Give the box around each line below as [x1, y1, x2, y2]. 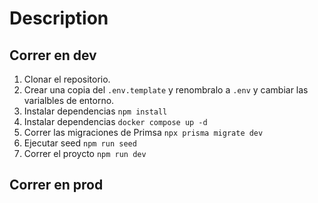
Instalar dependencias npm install [23, 105, 168, 117]
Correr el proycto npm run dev [23, 148, 147, 159]
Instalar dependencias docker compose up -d [23, 116, 208, 127]
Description [9, 7, 109, 30]
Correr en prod [9, 177, 104, 194]
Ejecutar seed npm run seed [23, 137, 137, 149]
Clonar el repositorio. [23, 73, 111, 85]
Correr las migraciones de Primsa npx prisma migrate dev [23, 127, 264, 138]
